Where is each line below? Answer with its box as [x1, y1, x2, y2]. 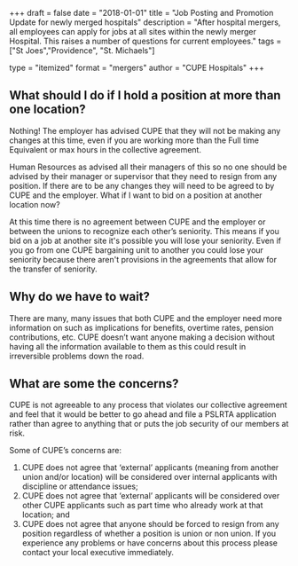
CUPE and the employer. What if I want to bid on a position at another [9, 190, 263, 200]
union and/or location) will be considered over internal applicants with [21, 472, 278, 483]
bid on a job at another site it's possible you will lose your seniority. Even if [9, 235, 282, 246]
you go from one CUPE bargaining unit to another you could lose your [9, 244, 264, 255]
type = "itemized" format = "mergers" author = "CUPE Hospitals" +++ [9, 62, 264, 73]
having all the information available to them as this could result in [9, 341, 247, 351]
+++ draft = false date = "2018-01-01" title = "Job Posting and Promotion [9, 8, 274, 18]
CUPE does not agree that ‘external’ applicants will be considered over [21, 491, 280, 501]
